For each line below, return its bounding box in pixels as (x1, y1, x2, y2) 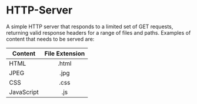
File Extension (44, 49, 85, 58)
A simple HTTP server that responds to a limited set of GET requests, (6, 23, 173, 30)
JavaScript (9, 88, 39, 96)
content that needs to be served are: (6, 35, 95, 42)
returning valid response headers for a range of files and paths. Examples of (6, 29, 191, 36)
